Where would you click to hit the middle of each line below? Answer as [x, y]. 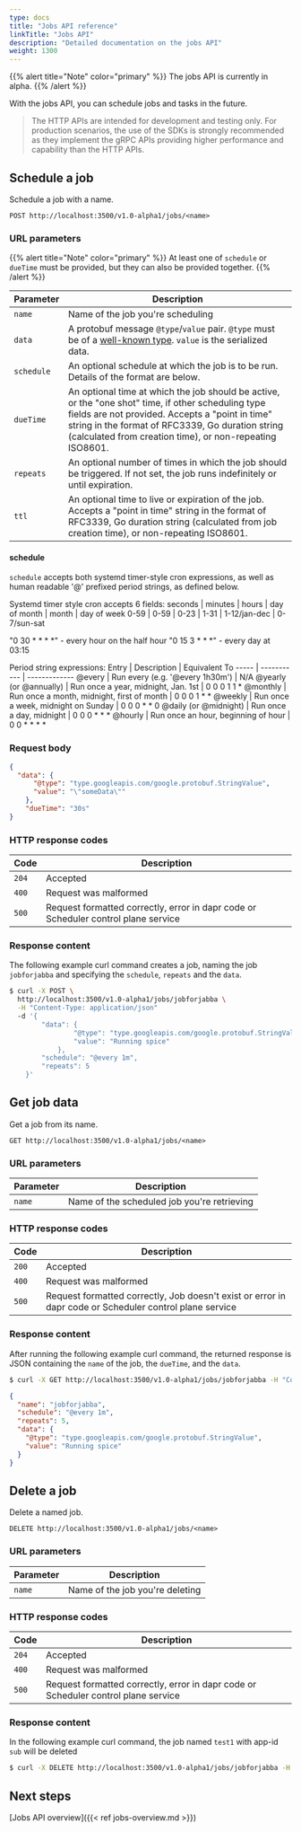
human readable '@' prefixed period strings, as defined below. [125, 587]
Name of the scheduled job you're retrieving [160, 1202]
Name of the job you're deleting [134, 1590]
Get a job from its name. [54, 1124]
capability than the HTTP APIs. [88, 150]
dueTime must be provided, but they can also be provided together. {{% [140, 268]
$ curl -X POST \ [42, 991]
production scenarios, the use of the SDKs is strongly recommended [158, 130]
